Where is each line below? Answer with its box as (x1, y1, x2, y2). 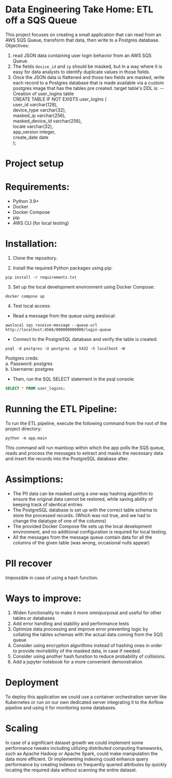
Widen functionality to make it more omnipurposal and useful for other (12, 610, 162, 616)
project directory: (5, 425, 42, 432)
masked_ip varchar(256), (12, 112, 66, 119)
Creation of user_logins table (12, 90, 74, 97)
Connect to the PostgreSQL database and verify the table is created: (12, 336, 158, 342)
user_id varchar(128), (12, 101, 58, 107)
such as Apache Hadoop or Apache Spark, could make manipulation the (5, 750, 158, 756)
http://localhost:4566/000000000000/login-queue (5, 327, 111, 332)
